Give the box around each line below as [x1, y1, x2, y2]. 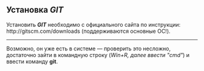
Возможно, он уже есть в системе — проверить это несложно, [6, 45, 171, 52]
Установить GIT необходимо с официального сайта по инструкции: [6, 21, 181, 28]
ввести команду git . [6, 58, 58, 65]
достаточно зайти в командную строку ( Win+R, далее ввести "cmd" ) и [6, 51, 190, 58]
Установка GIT [6, 5, 64, 15]
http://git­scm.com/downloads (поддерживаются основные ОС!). [6, 27, 171, 35]
